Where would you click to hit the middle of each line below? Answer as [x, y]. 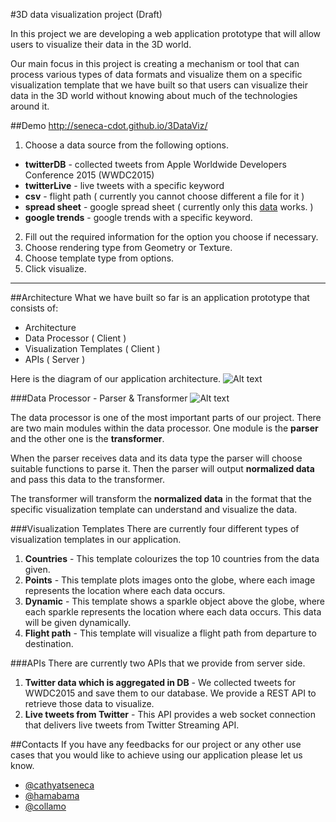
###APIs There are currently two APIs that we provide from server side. [158, 663]
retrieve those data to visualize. [89, 703]
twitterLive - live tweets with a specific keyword [124, 185]
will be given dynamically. [78, 622]
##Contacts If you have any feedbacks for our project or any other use [156, 744]
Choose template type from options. [99, 258]
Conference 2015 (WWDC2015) [89, 175]
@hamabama [52, 795]
